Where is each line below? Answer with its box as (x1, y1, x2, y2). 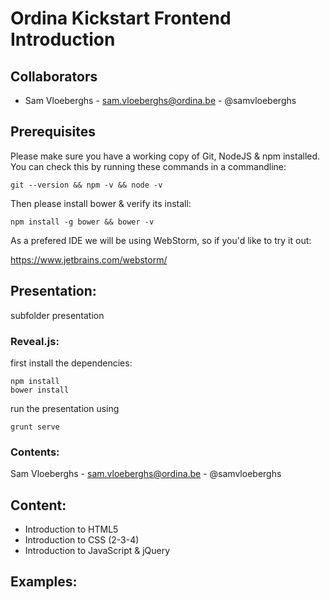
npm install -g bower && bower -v (10, 217, 155, 227)
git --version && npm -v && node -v (10, 180, 163, 190)
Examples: (10, 573, 78, 591)
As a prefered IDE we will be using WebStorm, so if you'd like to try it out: (10, 234, 312, 246)
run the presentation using (10, 402, 120, 414)
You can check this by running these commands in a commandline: (10, 160, 287, 172)
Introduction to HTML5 (24, 523, 119, 536)
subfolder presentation (10, 309, 105, 321)
